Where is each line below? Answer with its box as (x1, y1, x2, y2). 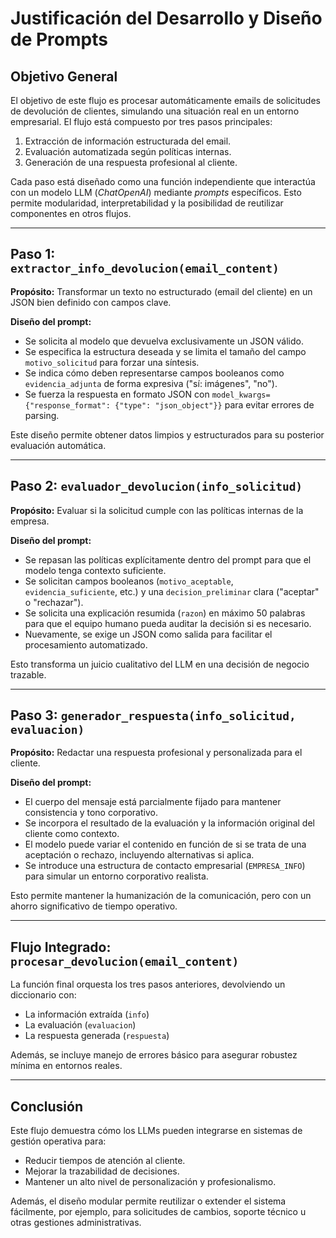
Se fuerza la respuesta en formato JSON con (24, 388, 210, 400)
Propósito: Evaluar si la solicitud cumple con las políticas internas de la (10, 504, 304, 516)
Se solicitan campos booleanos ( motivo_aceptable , (24, 575, 234, 587)
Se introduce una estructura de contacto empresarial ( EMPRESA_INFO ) (24, 860, 306, 872)
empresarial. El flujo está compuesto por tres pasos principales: (10, 116, 273, 127)
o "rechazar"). (24, 596, 84, 608)
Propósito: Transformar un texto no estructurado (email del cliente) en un (10, 285, 313, 297)
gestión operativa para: (10, 1135, 107, 1147)
